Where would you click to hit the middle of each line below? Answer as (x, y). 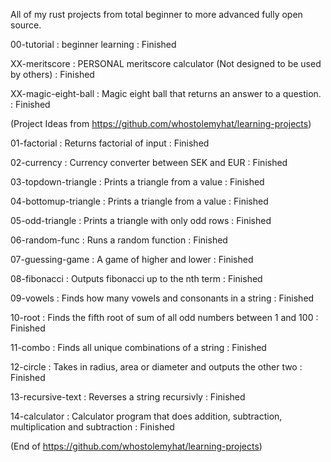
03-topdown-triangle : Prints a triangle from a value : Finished (137, 182)
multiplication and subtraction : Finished (92, 427)
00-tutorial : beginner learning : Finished (93, 44)
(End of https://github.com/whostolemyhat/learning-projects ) (136, 446)
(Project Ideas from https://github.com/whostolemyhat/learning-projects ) (161, 123)
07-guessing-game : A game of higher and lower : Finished (132, 259)
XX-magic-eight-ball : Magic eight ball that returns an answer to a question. (166, 93)
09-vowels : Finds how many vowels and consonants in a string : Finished (162, 298)
